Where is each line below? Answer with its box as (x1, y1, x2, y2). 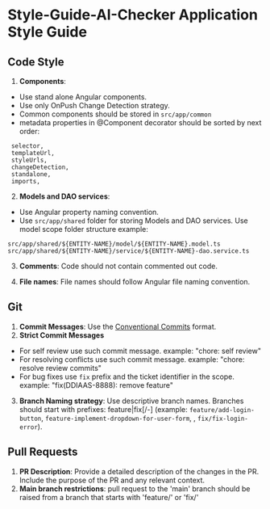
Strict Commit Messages (19, 330, 105, 340)
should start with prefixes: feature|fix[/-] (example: (19, 404, 189, 414)
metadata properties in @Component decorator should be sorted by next (19, 118, 262, 127)
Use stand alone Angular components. (19, 92, 147, 102)
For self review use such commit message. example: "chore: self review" (19, 346, 261, 355)
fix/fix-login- (197, 414, 249, 423)
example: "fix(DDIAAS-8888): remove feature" (19, 380, 174, 389)
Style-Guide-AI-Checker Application (7, 6, 259, 24)
